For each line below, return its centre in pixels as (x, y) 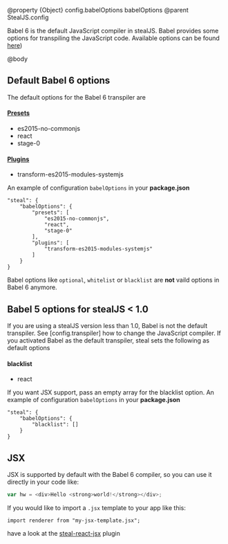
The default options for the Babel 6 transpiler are (77, 97)
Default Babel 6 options (59, 81)
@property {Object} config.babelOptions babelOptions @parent (98, 10)
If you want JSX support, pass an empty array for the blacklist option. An (111, 392)
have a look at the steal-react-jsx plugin (64, 533)
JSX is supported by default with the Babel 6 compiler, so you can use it (110, 475)
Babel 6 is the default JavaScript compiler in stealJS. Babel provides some (113, 31)
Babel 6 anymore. (32, 287)
